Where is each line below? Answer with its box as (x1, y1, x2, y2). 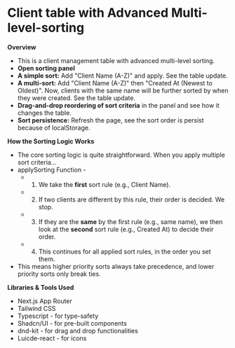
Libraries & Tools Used (7, 283, 74, 291)
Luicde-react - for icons (17, 334, 87, 342)
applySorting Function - (17, 165, 86, 174)
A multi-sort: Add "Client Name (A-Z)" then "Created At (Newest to (17, 78, 213, 87)
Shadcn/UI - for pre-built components (17, 319, 128, 327)
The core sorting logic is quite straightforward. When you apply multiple (17, 151, 226, 159)
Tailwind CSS (17, 304, 56, 312)
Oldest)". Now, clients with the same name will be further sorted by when (17, 86, 229, 95)
